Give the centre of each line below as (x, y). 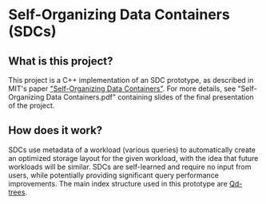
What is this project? (61, 61)
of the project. (32, 106)
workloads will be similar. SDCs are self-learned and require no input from (130, 167)
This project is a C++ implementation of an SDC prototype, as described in (131, 80)
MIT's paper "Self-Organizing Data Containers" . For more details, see (122, 88)
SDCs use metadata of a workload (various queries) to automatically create (132, 150)
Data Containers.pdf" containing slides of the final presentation (150, 97)
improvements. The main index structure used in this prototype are (118, 183)
